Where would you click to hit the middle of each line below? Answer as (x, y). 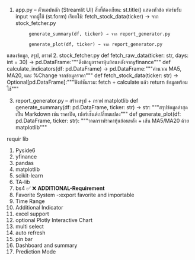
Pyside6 (25, 150)
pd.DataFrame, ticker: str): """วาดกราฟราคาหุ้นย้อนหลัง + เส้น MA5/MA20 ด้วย (102, 121)
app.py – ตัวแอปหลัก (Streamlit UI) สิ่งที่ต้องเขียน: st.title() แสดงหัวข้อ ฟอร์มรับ (98, 10)
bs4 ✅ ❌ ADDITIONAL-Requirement (60, 188)
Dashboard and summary (46, 245)
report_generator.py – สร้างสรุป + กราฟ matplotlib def (77, 101)
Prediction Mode (36, 252)
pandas (25, 163)
